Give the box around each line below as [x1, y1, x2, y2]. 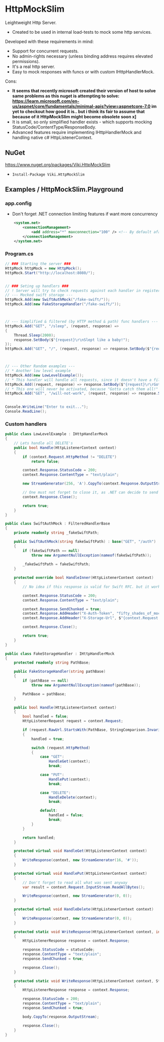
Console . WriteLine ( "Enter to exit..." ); [5, 404, 89, 409]
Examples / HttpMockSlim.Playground [5, 185, 123, 194]
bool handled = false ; [22, 714, 69, 719]
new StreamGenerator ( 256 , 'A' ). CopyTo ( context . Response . [22, 481, 141, 486]
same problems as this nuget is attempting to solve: [12, 93, 120, 99]
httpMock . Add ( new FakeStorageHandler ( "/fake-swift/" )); [5, 302, 121, 307]
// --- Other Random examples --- [5, 364, 76, 369]
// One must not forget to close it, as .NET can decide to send [22, 490, 159, 495]
